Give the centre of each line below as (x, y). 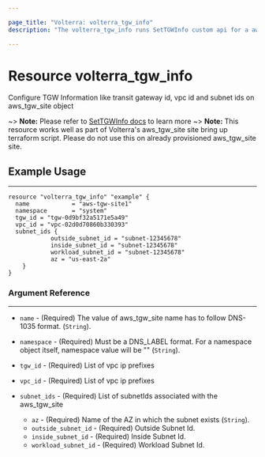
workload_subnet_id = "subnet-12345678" (118, 253)
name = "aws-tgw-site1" (74, 204)
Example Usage (47, 171)
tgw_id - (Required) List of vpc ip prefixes (87, 365)
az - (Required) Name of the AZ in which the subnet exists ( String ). (140, 419)
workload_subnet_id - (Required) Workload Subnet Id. (118, 444)
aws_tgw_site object (41, 106)
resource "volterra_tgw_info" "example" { (79, 197)
